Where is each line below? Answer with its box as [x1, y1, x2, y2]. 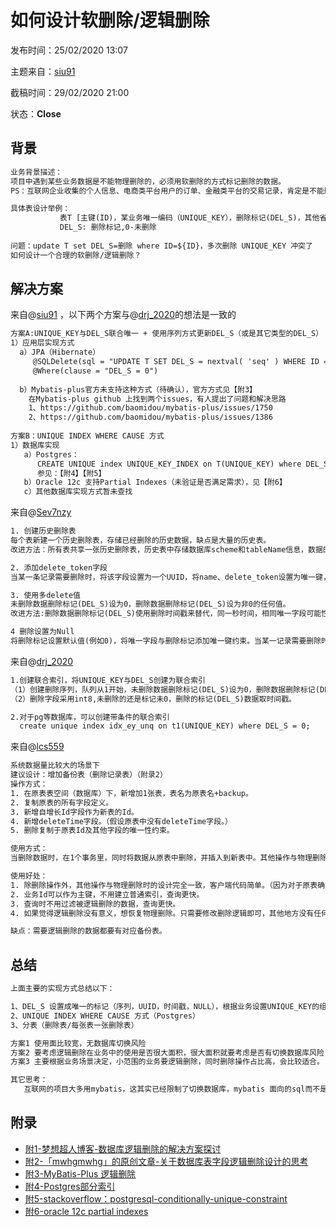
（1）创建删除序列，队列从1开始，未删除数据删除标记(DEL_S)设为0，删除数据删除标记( [10, 684, 320, 695]
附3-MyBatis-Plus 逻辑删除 [24, 1167, 137, 1180]
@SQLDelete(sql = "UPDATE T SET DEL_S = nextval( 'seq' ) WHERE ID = [32, 357, 329, 367]
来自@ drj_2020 [10, 655, 74, 667]
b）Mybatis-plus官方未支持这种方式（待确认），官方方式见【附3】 [19, 384, 257, 395]
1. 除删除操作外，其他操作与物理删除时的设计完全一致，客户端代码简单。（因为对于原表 [10, 880, 318, 890]
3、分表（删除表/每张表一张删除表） [10, 1020, 139, 1030]
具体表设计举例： [10, 204, 71, 214]
